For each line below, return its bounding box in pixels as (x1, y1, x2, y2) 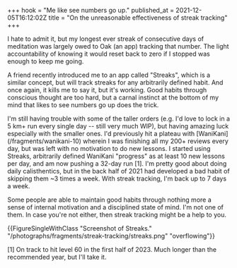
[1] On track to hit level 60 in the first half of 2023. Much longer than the (7, 245, 217, 253)
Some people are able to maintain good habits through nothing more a (7, 195, 212, 204)
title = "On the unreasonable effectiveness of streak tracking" (48, 13, 228, 22)
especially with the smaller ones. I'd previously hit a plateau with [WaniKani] (7, 130, 229, 138)
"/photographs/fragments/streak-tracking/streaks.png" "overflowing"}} (7, 232, 216, 240)
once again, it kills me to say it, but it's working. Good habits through (7, 86, 207, 94)
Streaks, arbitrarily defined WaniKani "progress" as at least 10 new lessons (7, 152, 225, 160)
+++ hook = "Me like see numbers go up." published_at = (7, 6, 175, 14)
